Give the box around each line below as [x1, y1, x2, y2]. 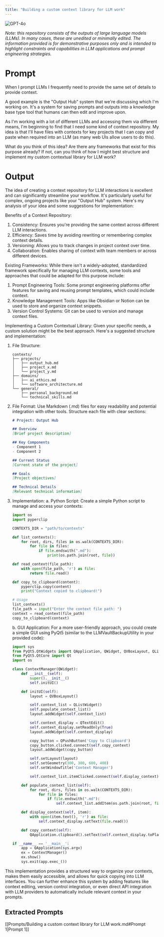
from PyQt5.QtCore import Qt [12, 653, 72, 658]
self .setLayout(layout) [30, 756, 78, 761]
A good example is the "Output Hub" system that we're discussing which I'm [5, 99, 159, 104]
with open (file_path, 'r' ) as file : [21, 566, 96, 571]
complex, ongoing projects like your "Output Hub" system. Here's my [5, 197, 144, 203]
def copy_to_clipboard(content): [12, 580, 81, 584]
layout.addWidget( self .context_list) [30, 711, 106, 717]
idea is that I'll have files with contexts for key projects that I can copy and [5, 129, 154, 135]
